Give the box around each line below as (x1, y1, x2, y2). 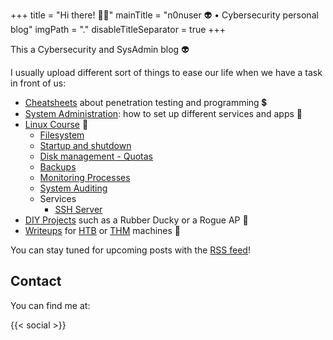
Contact (10, 273, 62, 290)
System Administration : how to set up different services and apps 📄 (24, 108, 303, 119)
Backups (39, 161, 77, 173)
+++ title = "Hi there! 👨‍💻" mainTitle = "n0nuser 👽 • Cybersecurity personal (10, 9, 319, 21)
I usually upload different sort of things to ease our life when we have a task (10, 67, 323, 78)
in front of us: (10, 77, 67, 89)
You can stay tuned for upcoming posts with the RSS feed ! (10, 244, 251, 256)
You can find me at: (10, 299, 91, 311)
